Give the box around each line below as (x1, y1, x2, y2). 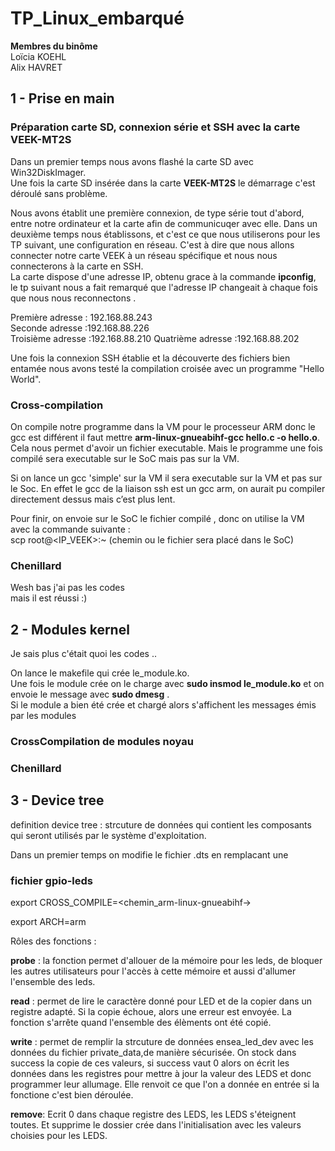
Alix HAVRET (10, 61, 63, 73)
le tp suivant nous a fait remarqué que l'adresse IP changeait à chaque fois (10, 281, 318, 293)
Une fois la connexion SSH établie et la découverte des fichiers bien (10, 352, 291, 364)
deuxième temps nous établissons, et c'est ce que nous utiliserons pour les (10, 228, 321, 240)
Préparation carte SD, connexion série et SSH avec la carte (10, 120, 301, 134)
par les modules (10, 710, 77, 722)
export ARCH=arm (10, 915, 87, 927)
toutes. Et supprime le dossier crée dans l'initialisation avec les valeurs (10, 1118, 302, 1131)
